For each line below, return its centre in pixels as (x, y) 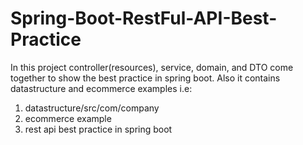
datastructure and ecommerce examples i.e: (101, 88)
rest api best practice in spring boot (98, 129)
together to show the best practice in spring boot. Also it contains (145, 78)
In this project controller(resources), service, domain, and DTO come (152, 67)
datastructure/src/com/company (92, 108)
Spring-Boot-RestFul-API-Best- (144, 18)
